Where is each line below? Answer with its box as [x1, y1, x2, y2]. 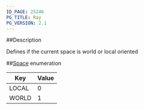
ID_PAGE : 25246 [6, 8, 44, 15]
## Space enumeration [6, 60, 62, 67]
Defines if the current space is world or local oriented [6, 48, 139, 55]
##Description [6, 37, 42, 44]
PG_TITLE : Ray [6, 14, 42, 20]
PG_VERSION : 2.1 [6, 20, 47, 26]
